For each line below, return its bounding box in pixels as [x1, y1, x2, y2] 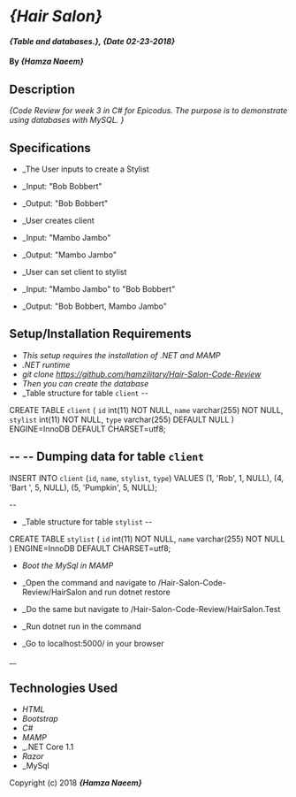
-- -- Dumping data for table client [9, 449, 205, 464]
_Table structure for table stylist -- [21, 516, 153, 527]
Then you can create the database [21, 378, 149, 388]
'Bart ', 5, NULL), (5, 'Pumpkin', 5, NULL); [9, 482, 157, 493]
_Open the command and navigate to [21, 577, 156, 587]
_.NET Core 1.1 [21, 741, 74, 753]
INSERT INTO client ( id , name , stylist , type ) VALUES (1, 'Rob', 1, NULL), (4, [9, 472, 285, 483]
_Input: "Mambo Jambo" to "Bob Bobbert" [21, 284, 176, 294]
